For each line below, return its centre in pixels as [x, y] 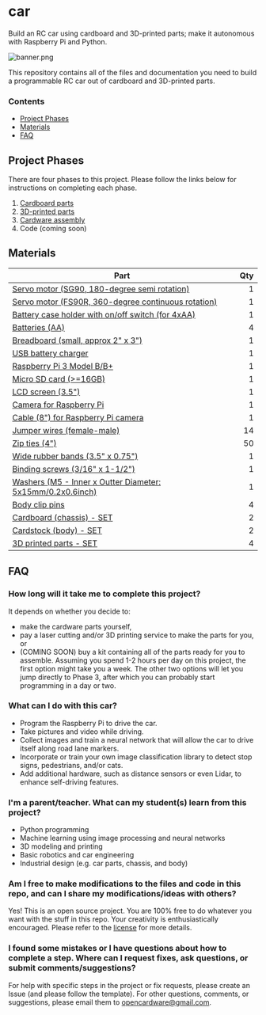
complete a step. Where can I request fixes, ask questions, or [128, 958]
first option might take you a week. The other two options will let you [131, 668]
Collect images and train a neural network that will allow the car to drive [137, 739]
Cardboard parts [46, 203]
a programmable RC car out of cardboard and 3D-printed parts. [112, 81]
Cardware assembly [52, 220]
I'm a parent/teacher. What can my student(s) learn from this [127, 802]
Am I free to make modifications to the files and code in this [125, 884]
